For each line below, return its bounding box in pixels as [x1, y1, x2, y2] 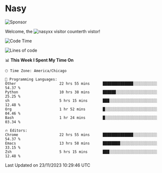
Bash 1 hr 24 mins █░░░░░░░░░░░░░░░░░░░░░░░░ [5, 115, 158, 120]
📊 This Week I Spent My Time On [5, 57, 74, 63]
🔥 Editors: [5, 128, 28, 133]
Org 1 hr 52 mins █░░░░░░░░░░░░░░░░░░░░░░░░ [5, 107, 158, 112]
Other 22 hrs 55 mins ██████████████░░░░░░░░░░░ [5, 81, 158, 86]
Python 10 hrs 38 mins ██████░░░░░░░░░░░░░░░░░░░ [5, 90, 158, 95]
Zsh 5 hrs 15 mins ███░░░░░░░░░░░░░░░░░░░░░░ [5, 149, 158, 154]
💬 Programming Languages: [5, 77, 57, 82]
